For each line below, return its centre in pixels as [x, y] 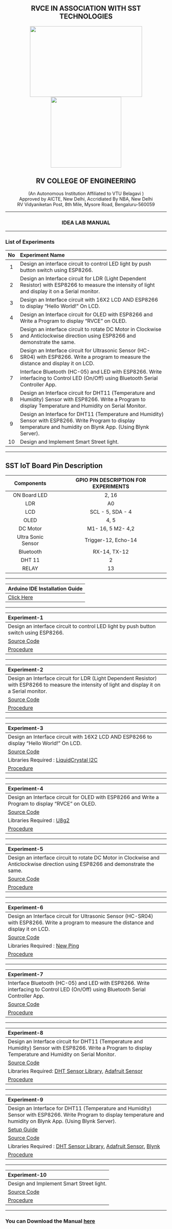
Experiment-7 [26, 974]
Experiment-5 [26, 849]
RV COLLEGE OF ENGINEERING [86, 181]
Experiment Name [42, 255]
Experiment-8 [26, 1033]
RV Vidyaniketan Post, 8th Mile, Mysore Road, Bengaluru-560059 [86, 204]
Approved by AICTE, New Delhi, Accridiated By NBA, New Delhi [86, 199]
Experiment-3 [26, 728]
